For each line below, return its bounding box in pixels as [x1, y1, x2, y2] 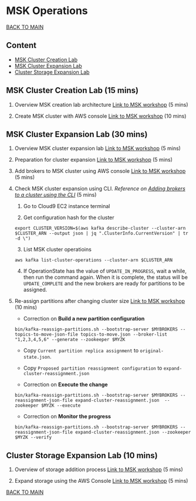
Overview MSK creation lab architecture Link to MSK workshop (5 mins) [14, 101, 189, 108]
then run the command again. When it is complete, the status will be [23, 274, 188, 281]
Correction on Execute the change [23, 381, 108, 388]
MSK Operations [6, 4, 88, 18]
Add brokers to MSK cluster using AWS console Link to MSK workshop [14, 168, 186, 175]
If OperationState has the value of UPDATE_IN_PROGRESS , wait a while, [23, 268, 187, 275]
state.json [23, 355, 50, 360]
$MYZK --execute [40, 403, 81, 408]
